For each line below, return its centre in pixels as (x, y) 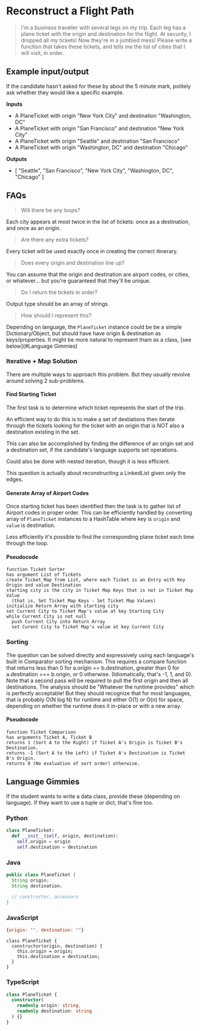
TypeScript (23, 982)
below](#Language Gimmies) (42, 346)
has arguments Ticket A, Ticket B (49, 737)
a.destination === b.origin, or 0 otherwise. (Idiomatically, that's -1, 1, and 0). (99, 674)
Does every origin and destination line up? (73, 263)
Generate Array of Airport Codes (47, 493)
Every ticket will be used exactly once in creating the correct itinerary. (92, 251)
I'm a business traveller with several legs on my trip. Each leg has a (103, 27)
